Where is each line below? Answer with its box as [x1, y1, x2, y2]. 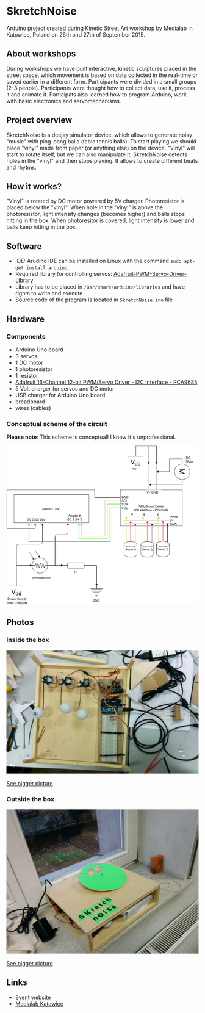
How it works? [6, 181, 62, 192]
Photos [6, 618, 34, 628]
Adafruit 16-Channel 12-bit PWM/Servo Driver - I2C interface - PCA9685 [15, 378, 198, 386]
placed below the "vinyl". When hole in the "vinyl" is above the [6, 204, 164, 211]
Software [6, 241, 42, 251]
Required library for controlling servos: [15, 270, 112, 278]
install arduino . [26, 264, 69, 271]
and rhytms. [6, 164, 37, 171]
